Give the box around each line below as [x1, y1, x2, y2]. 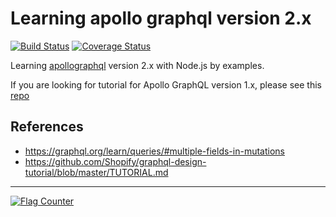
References [10, 118, 84, 136]
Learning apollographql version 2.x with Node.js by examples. [10, 59, 265, 71]
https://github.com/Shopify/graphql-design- [24, 155, 207, 167]
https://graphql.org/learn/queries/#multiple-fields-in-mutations [24, 145, 285, 157]
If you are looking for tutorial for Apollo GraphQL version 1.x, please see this [10, 78, 322, 91]
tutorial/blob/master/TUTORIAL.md [24, 166, 169, 178]
